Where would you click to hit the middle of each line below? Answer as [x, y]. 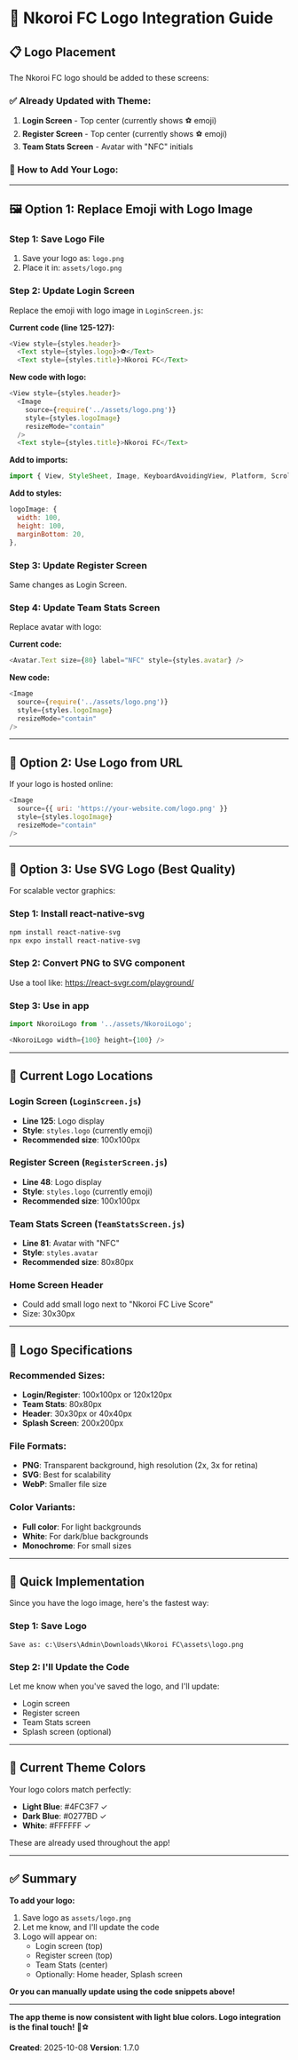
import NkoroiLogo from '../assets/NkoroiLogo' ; [101, 1024]
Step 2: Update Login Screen [72, 290]
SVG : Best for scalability [67, 1475]
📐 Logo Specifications [71, 1350]
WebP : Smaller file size [64, 1484]
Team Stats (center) [71, 1965]
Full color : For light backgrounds [82, 1526]
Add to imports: [39, 460]
